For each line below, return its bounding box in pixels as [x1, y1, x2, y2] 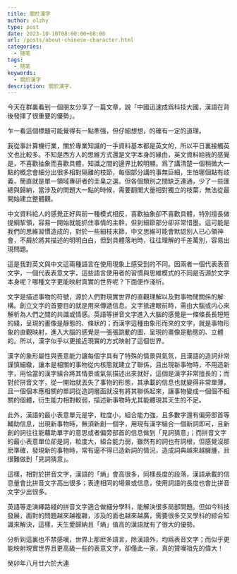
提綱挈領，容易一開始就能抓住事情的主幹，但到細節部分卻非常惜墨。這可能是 [7, 218, 230, 227]
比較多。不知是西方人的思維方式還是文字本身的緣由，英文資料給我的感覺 [19, 150, 230, 159]
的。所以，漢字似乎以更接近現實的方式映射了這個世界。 [7, 337, 168, 345]
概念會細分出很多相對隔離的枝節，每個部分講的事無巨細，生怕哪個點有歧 [19, 168, 230, 177]
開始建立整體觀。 [7, 195, 57, 203]
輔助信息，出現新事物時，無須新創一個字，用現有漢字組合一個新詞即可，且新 [7, 419, 230, 428]
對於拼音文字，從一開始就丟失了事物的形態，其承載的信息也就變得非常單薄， [7, 378, 230, 387]
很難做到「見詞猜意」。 [7, 455, 73, 463]
